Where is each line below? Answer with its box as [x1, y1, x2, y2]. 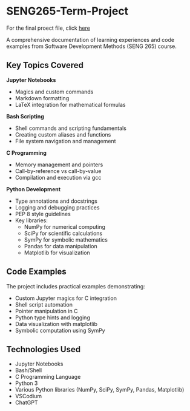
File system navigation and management [15, 137, 116, 144]
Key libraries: [15, 217, 48, 224]
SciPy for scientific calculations [24, 229, 103, 237]
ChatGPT [15, 399, 38, 406]
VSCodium [15, 393, 42, 400]
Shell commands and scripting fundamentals [15, 124, 127, 132]
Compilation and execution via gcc [15, 174, 102, 181]
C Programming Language [15, 373, 81, 381]
